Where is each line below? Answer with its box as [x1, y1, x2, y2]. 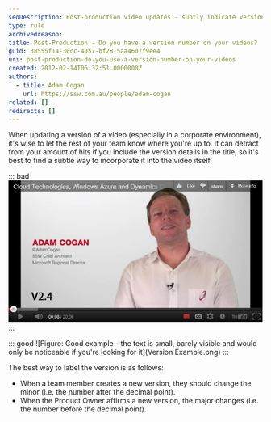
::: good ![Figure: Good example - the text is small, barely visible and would [8, 338, 257, 348]
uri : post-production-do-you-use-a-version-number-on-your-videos [8, 56, 236, 64]
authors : [8, 73, 38, 81]
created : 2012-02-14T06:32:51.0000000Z [8, 65, 143, 73]
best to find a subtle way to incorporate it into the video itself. [8, 156, 212, 166]
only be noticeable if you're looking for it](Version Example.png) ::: [8, 347, 229, 357]
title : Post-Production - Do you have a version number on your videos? [8, 39, 258, 47]
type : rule [8, 21, 45, 30]
